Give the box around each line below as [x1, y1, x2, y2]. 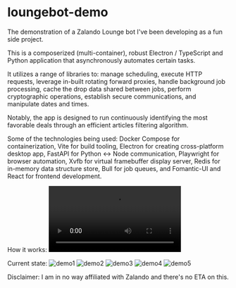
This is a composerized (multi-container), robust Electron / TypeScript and [7, 49, 223, 57]
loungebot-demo [7, 4, 108, 20]
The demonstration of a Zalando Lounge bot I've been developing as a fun [7, 27, 223, 36]
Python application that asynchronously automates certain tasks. [7, 56, 196, 64]
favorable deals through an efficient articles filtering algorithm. [7, 120, 189, 129]
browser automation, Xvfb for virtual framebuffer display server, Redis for [7, 156, 221, 165]
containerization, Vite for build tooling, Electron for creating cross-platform [7, 142, 224, 150]
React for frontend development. [7, 172, 102, 180]
